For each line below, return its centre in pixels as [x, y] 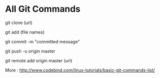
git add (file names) [25, 32]
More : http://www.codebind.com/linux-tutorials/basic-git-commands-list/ [80, 70]
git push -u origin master [30, 51]
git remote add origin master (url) [39, 60]
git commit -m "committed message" [43, 41]
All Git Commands [43, 9]
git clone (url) [19, 23]
